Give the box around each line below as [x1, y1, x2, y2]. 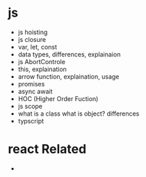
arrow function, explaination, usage [17, 72, 120, 81]
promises [17, 79, 45, 88]
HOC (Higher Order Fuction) [17, 94, 99, 102]
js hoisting [17, 28, 48, 36]
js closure [17, 35, 47, 43]
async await [17, 87, 53, 95]
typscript [17, 116, 44, 125]
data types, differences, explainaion [17, 50, 121, 59]
